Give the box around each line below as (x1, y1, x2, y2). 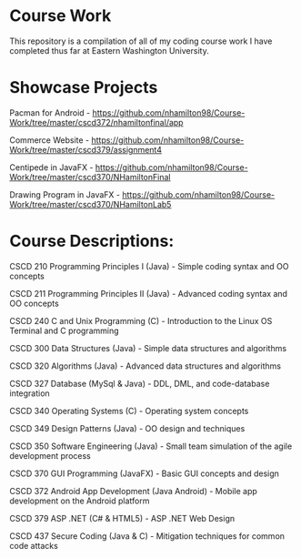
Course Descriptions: (9, 231, 175, 251)
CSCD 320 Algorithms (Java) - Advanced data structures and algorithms (9, 360, 282, 371)
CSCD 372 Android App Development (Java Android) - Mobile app (9, 485, 257, 496)
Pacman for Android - (9, 107, 91, 118)
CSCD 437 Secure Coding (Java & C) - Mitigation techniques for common (9, 530, 285, 542)
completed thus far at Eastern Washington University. (9, 45, 209, 56)
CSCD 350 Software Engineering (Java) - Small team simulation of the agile (9, 441, 293, 451)
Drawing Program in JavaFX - (9, 188, 121, 200)
